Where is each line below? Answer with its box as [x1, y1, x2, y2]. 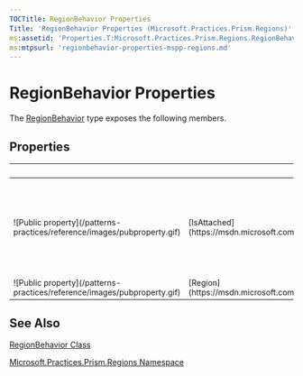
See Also [9, 316, 60, 331]
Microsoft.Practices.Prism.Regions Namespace [9, 357, 185, 368]
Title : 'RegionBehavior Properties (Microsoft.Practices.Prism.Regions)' [9, 23, 293, 33]
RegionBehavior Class [9, 339, 91, 351]
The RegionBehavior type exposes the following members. [9, 113, 227, 124]
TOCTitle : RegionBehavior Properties [9, 14, 151, 23]
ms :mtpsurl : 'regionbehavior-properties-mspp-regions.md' [9, 43, 232, 52]
